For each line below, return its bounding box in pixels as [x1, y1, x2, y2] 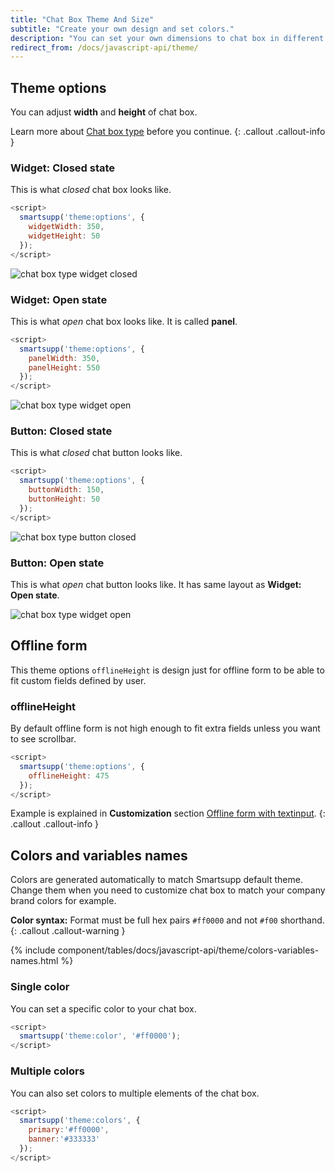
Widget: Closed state [10, 161, 116, 175]
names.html [10, 955, 59, 967]
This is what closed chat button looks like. [10, 447, 183, 459]
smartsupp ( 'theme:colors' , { [19, 1116, 141, 1126]
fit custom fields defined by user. [10, 674, 147, 686]
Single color [10, 980, 70, 994]
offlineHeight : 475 [28, 771, 110, 781]
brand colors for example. [10, 895, 117, 907]
